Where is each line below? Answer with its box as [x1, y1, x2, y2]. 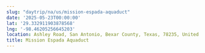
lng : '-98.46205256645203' [6, 26, 75, 32]
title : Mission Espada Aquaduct [6, 37, 89, 43]
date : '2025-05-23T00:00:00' [6, 15, 81, 21]
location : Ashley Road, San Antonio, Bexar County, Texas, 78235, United [6, 32, 199, 38]
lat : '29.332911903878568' [6, 20, 75, 26]
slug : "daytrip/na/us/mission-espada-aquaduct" [6, 9, 131, 15]
